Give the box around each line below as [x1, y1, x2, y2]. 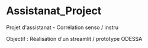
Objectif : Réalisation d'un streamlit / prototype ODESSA [6, 35, 143, 42]
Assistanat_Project [6, 4, 102, 18]
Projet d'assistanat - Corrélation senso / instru [6, 24, 119, 31]
